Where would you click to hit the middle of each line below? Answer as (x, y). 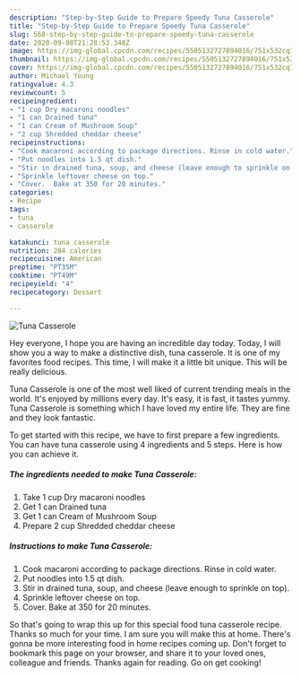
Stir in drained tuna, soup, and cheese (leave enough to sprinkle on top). (155, 587)
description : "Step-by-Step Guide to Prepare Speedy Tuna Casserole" (142, 17)
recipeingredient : (43, 101)
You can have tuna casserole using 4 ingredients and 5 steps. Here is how (146, 444)
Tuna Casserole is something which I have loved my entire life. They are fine (150, 408)
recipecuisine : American (56, 259)
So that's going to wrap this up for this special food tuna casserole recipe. (146, 624)
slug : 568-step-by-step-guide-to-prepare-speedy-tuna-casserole (132, 34)
